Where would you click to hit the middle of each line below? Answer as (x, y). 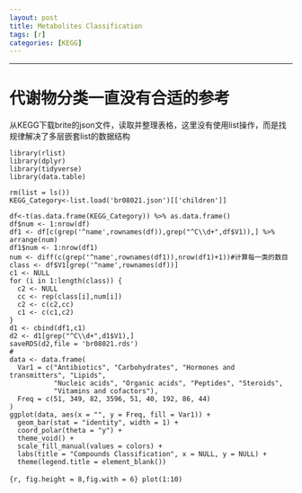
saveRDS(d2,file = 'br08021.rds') (74, 344)
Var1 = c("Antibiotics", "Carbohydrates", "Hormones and (126, 368)
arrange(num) (34, 240)
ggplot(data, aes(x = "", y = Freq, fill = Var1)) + (110, 415)
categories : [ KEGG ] (46, 43)
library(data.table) (48, 177)
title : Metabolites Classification (76, 26)
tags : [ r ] (28, 34)
